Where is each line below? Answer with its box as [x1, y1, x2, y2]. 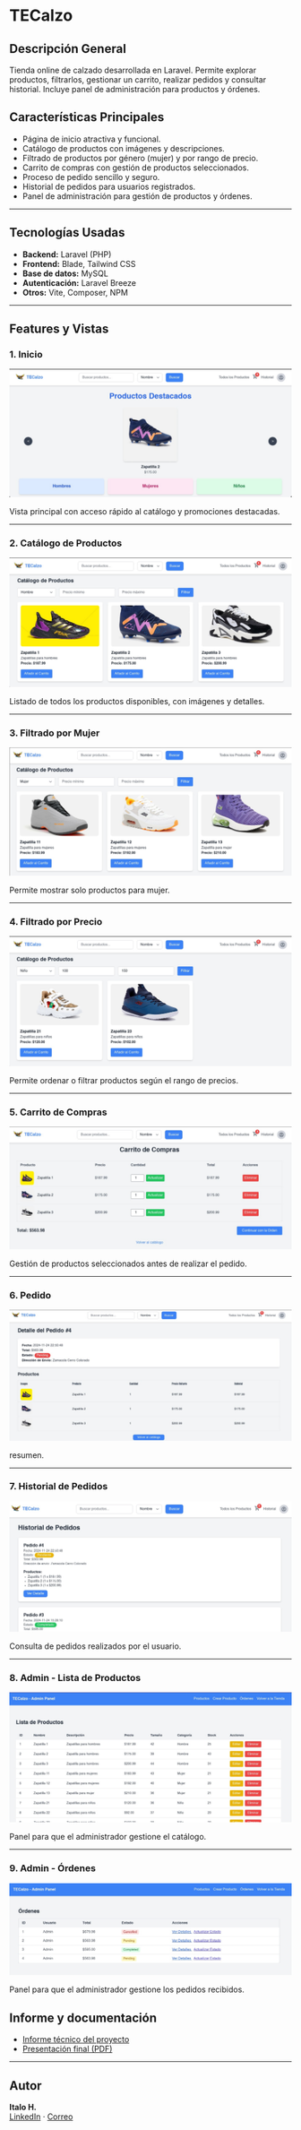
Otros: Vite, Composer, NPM [21, 287, 128, 298]
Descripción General [9, 41, 127, 56]
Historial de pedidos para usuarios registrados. [21, 181, 196, 192]
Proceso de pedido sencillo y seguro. [21, 171, 160, 182]
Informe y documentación [9, 2010, 158, 2025]
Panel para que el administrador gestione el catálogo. [9, 1832, 207, 1842]
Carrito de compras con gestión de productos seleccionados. [21, 162, 249, 173]
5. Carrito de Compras [9, 1106, 107, 1118]
